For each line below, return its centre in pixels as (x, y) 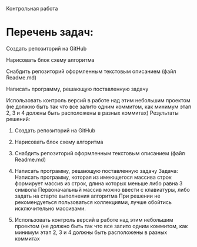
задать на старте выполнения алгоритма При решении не (87, 196)
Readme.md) (30, 159)
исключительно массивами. (50, 208)
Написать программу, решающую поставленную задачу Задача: (96, 171)
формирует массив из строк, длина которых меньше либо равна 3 (98, 183)
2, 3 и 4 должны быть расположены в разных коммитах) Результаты (93, 113)
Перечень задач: (50, 32)
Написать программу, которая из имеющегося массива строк (93, 177)
